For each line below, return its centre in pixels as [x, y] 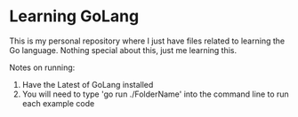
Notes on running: [42, 67]
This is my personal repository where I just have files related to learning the [147, 41]
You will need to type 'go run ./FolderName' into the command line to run [155, 94]
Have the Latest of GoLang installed [88, 84]
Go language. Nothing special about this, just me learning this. [123, 50]
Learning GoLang [74, 16]
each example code [58, 103]
